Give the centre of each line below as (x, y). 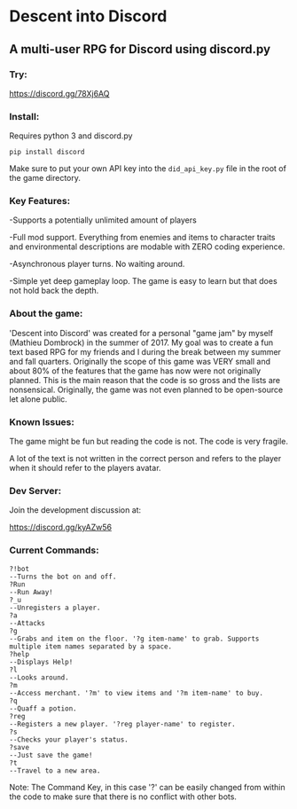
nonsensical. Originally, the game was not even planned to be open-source (146, 389)
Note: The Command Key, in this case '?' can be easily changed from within (147, 787)
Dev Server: (35, 491)
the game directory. (45, 178)
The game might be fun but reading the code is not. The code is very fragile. (149, 442)
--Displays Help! (41, 662)
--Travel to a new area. (55, 770)
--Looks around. (39, 677)
